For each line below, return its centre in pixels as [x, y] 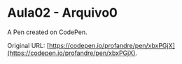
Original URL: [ [28, 45]
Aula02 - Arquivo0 [62, 13]
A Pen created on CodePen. [47, 32]
